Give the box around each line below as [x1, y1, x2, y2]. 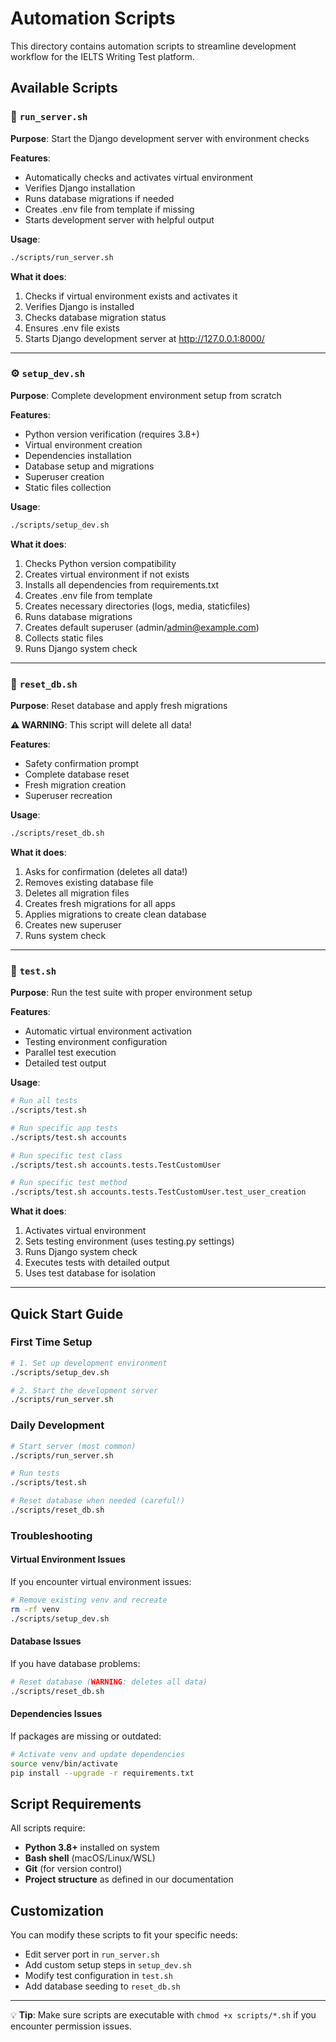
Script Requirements [10, 1795, 142, 1812]
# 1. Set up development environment [10, 1358, 168, 1368]
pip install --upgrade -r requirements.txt [10, 1768, 195, 1778]
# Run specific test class [10, 1150, 123, 1161]
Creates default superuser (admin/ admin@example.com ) [24, 621, 260, 633]
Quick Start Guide [10, 1305, 124, 1322]
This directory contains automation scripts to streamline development [10, 40, 297, 52]
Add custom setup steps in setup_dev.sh [24, 1959, 192, 1971]
